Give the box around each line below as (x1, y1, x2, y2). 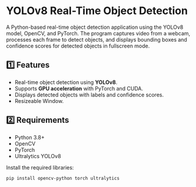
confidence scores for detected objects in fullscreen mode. (6, 42, 150, 49)
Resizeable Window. (14, 97, 64, 104)
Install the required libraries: (6, 163, 74, 171)
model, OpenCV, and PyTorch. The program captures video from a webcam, (6, 29, 191, 36)
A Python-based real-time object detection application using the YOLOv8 (6, 24, 184, 31)
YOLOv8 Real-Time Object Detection (6, 4, 188, 18)
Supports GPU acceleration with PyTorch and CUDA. (14, 85, 144, 92)
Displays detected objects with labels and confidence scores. (14, 91, 164, 98)
